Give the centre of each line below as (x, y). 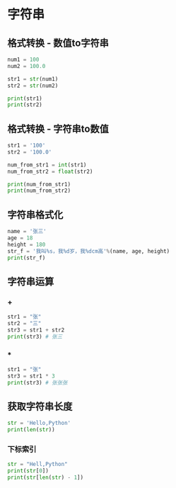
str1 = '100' (27, 146)
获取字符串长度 (40, 407)
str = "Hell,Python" (38, 465)
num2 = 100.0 (27, 66)
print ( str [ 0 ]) (28, 471)
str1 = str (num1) (33, 79)
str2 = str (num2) (33, 86)
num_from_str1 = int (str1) (47, 165)
